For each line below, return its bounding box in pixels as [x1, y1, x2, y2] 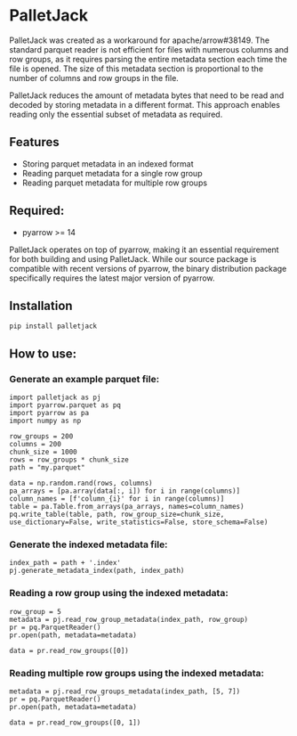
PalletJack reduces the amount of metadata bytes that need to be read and [9, 90, 285, 101]
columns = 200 [9, 440, 62, 449]
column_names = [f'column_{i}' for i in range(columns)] [9, 495, 225, 503]
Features [9, 135, 60, 150]
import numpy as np [9, 416, 82, 426]
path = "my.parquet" [9, 463, 86, 472]
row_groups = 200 [9, 432, 74, 441]
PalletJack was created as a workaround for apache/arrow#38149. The [9, 35, 269, 45]
